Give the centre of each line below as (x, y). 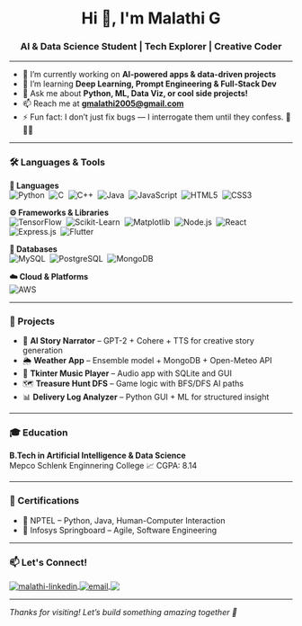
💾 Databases (34, 249)
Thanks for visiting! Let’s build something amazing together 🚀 (124, 612)
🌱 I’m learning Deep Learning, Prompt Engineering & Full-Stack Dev (149, 84)
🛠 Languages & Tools (58, 163)
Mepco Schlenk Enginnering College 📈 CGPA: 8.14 (103, 466)
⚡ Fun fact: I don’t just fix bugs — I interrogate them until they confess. (153, 117)
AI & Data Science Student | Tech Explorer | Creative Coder (151, 47)
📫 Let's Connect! (49, 562)
